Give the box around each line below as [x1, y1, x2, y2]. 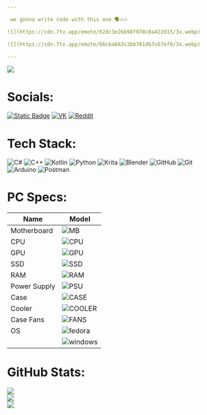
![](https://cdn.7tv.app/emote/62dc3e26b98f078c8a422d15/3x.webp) [7, 28, 201, 35]
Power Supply [10, 281, 56, 291]
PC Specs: [7, 190, 67, 205]
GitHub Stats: [7, 364, 86, 380]
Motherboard [10, 226, 53, 236]
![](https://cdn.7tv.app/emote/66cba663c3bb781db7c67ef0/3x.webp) [7, 40, 201, 48]
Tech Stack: [7, 136, 77, 151]
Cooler [10, 304, 33, 314]
